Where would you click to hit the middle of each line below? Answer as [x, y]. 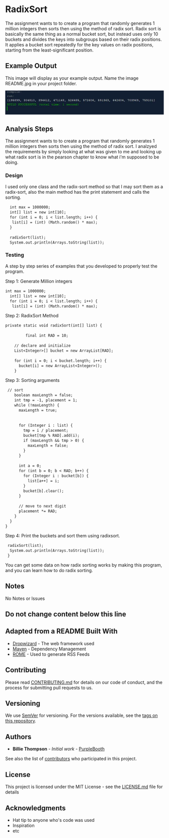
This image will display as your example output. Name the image [72, 78]
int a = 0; [30, 466]
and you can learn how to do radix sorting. [49, 570]
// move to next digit [42, 506]
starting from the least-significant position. [50, 50]
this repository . [21, 721]
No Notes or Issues [25, 598]
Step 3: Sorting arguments [32, 380]
